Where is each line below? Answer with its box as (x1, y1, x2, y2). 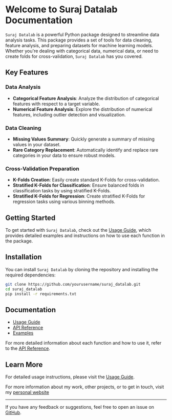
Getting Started (5, 213, 56, 222)
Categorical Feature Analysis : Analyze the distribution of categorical (12, 95, 159, 101)
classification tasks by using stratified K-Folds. (12, 188, 111, 194)
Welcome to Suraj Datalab (5, 4, 118, 15)
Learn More (5, 360, 43, 369)
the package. (5, 238, 33, 244)
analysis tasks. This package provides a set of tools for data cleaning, (5, 37, 153, 43)
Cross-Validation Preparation (5, 165, 79, 172)
